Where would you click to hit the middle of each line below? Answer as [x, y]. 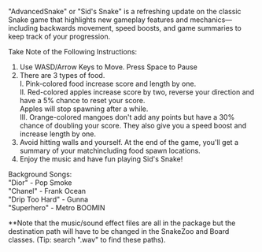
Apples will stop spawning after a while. [84, 109]
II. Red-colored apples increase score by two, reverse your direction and [137, 92]
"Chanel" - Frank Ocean [47, 191]
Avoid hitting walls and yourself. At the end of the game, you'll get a [129, 142]
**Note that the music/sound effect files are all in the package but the [122, 223]
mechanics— [211, 20]
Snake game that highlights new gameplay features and [98, 20]
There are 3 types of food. [62, 75]
